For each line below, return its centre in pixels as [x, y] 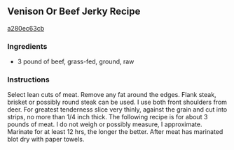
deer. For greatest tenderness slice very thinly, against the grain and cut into [117, 110]
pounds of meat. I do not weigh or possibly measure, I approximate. [105, 124]
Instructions [29, 80]
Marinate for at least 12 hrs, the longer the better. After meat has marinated [115, 132]
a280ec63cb [26, 28]
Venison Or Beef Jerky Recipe [74, 12]
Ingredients [27, 46]
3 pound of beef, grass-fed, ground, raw [76, 61]
